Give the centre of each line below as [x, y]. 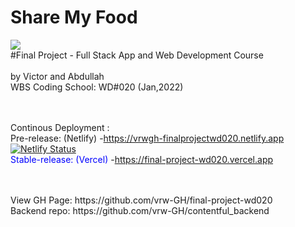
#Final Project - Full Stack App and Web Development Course [137, 55]
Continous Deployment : [60, 127]
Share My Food [74, 17]
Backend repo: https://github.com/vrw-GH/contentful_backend [140, 210]
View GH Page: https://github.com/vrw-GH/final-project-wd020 [141, 200]
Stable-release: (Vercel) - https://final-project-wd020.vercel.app [142, 159]
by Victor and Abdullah [57, 76]
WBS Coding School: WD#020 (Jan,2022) [97, 87]
